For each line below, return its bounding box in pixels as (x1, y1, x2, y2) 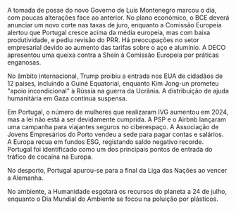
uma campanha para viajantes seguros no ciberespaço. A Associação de (7, 123, 219, 131)
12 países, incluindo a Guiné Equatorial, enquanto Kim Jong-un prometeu (7, 79, 220, 87)
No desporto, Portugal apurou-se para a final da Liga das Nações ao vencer (7, 166, 228, 174)
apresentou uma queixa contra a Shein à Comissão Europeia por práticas (7, 51, 220, 59)
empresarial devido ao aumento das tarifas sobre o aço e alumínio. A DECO (7, 44, 226, 51)
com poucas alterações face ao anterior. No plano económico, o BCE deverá (7, 13, 230, 22)
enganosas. (7, 58, 42, 66)
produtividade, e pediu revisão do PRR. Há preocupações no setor (7, 36, 199, 44)
